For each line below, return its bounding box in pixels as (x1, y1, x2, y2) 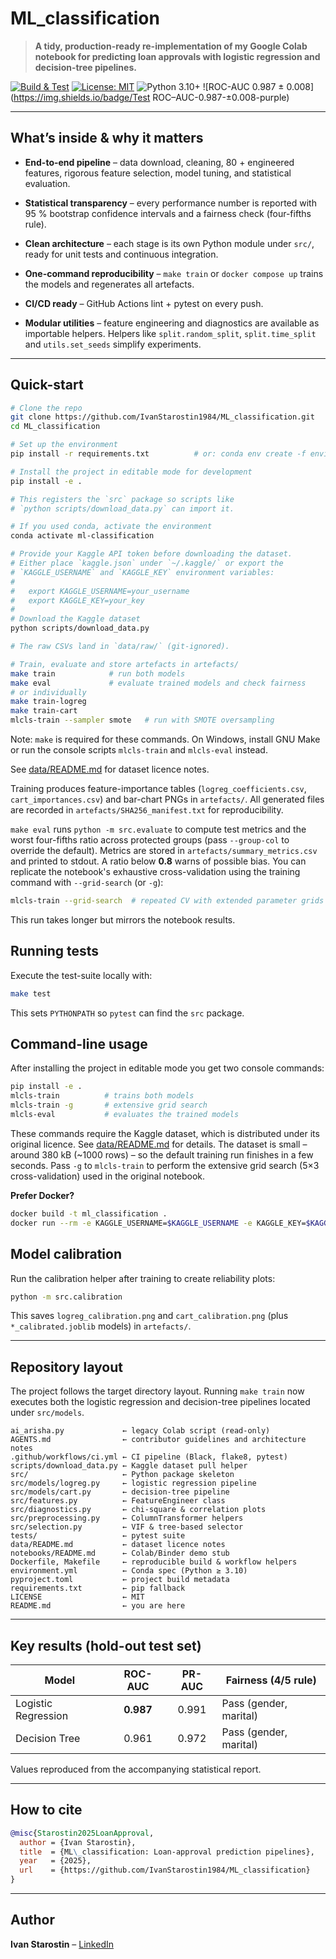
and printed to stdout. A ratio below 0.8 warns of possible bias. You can (10, 855, 307, 867)
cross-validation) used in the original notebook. (10, 1170, 206, 1182)
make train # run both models (10, 668, 186, 679)
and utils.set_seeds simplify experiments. (24, 338, 202, 350)
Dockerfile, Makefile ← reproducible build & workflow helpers (10, 1557, 298, 1567)
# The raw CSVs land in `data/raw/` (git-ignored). (10, 642, 230, 652)
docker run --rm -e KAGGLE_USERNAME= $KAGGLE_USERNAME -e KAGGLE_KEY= (10, 1218, 307, 1228)
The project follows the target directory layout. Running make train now (10, 1385, 305, 1397)
